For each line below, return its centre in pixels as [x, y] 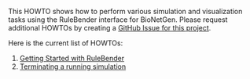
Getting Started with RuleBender [72, 58]
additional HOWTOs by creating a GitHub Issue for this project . [110, 28]
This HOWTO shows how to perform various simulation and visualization [125, 11]
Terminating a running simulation [73, 66]
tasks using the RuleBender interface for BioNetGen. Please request [118, 20]
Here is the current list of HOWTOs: [66, 43]
